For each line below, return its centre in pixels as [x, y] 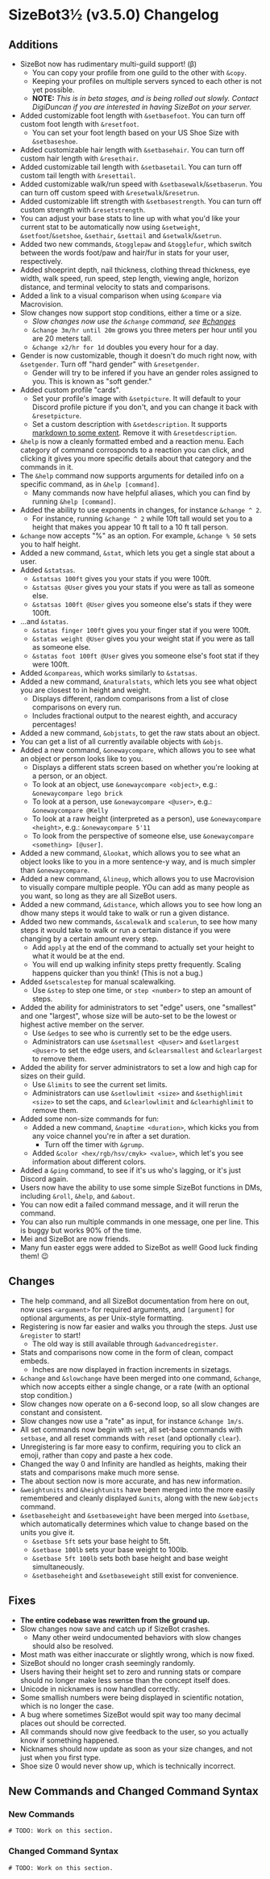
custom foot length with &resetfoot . [79, 124]
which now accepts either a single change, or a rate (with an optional [135, 1387]
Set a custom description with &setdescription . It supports [129, 424]
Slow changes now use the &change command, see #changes [134, 321]
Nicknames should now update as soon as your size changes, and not [136, 1748]
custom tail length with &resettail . [78, 176]
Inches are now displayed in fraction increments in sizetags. [131, 1369]
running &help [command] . [74, 501]
